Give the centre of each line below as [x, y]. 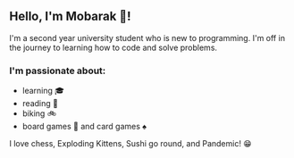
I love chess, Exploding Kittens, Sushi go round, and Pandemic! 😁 [130, 144]
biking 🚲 [39, 113]
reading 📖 [40, 104]
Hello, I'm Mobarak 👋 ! [70, 17]
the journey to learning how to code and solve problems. [113, 47]
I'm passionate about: [58, 71]
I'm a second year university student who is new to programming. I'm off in [147, 37]
